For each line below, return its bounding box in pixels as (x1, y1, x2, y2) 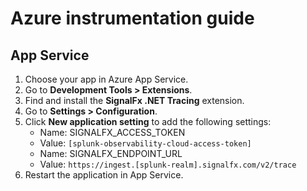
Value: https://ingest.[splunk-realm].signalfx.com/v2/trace (39, 158, 297, 170)
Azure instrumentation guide (10, 7, 255, 30)
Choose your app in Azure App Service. (24, 73, 189, 85)
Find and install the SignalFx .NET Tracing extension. (24, 95, 245, 106)
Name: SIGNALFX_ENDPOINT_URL (39, 148, 183, 159)
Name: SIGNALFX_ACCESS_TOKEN (39, 127, 186, 138)
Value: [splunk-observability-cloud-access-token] (39, 137, 252, 149)
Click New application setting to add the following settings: (24, 116, 272, 127)
